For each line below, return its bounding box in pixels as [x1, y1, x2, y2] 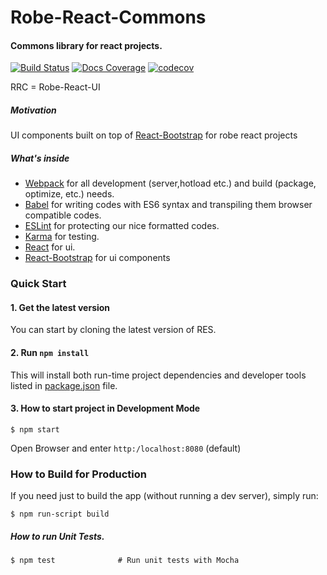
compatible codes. [24, 209, 102, 221]
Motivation [10, 104, 57, 116]
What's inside [10, 152, 70, 164]
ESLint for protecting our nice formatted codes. [24, 220, 220, 232]
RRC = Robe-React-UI [10, 81, 101, 93]
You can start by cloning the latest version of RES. [10, 324, 217, 336]
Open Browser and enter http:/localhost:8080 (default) [10, 442, 242, 454]
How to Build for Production [10, 467, 147, 481]
